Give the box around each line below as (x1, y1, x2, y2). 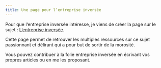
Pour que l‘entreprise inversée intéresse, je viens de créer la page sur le (5, 21, 156, 27)
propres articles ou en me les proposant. (5, 56, 91, 63)
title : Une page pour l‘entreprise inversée (5, 7, 101, 13)
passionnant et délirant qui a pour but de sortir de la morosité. (5, 41, 135, 48)
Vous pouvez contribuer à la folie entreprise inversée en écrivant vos (5, 51, 150, 57)
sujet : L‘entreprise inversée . (5, 26, 65, 33)
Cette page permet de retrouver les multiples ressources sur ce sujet (5, 36, 150, 42)
